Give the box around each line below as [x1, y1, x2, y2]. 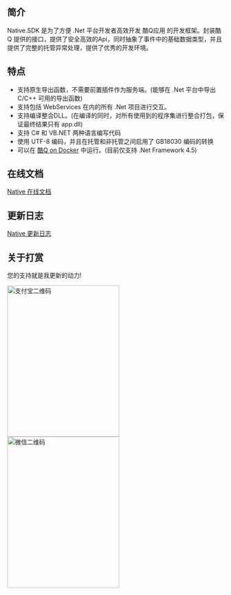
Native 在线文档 [7, 187, 52, 196]
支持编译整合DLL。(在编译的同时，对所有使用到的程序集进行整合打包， [17, 111, 219, 120]
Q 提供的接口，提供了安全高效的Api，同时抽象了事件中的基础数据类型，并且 [7, 35, 223, 43]
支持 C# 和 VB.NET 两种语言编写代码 [17, 129, 121, 137]
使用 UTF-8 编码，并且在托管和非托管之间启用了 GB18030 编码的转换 [17, 137, 214, 145]
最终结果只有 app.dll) [23, 120, 83, 128]
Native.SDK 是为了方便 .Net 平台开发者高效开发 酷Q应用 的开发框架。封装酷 [7, 26, 222, 35]
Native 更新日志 [7, 229, 52, 238]
